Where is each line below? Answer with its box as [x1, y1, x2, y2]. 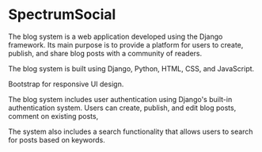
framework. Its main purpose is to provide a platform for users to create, [8, 40, 244, 49]
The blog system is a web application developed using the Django [8, 32, 223, 41]
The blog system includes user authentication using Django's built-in [8, 94, 233, 104]
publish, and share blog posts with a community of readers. [8, 48, 203, 58]
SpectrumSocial [8, 6, 116, 24]
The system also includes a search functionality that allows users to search [8, 127, 253, 136]
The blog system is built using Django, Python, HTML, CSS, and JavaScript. [8, 63, 255, 73]
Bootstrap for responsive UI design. [8, 79, 124, 89]
